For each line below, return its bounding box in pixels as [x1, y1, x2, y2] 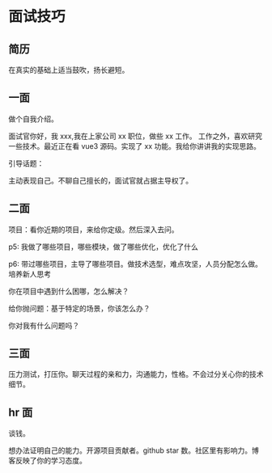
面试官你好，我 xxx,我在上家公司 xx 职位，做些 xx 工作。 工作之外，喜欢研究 [8, 131, 263, 141]
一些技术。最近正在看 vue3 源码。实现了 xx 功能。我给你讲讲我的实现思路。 [8, 141, 261, 150]
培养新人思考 [8, 268, 51, 279]
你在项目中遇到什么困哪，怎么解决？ [8, 286, 130, 296]
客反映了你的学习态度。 [8, 456, 87, 466]
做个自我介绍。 [8, 114, 58, 124]
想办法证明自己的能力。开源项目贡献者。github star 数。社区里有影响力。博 [8, 446, 259, 455]
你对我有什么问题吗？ [8, 320, 79, 330]
